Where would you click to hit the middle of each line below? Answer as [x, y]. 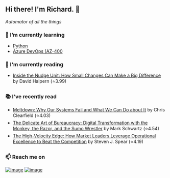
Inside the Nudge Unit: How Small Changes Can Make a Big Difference [87, 76]
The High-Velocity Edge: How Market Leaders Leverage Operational [84, 136]
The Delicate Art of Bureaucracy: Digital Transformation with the [80, 123]
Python [20, 46]
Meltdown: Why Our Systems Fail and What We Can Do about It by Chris [89, 109]
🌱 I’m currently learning [35, 35]
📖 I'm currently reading [34, 65]
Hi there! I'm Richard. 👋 [43, 9]
